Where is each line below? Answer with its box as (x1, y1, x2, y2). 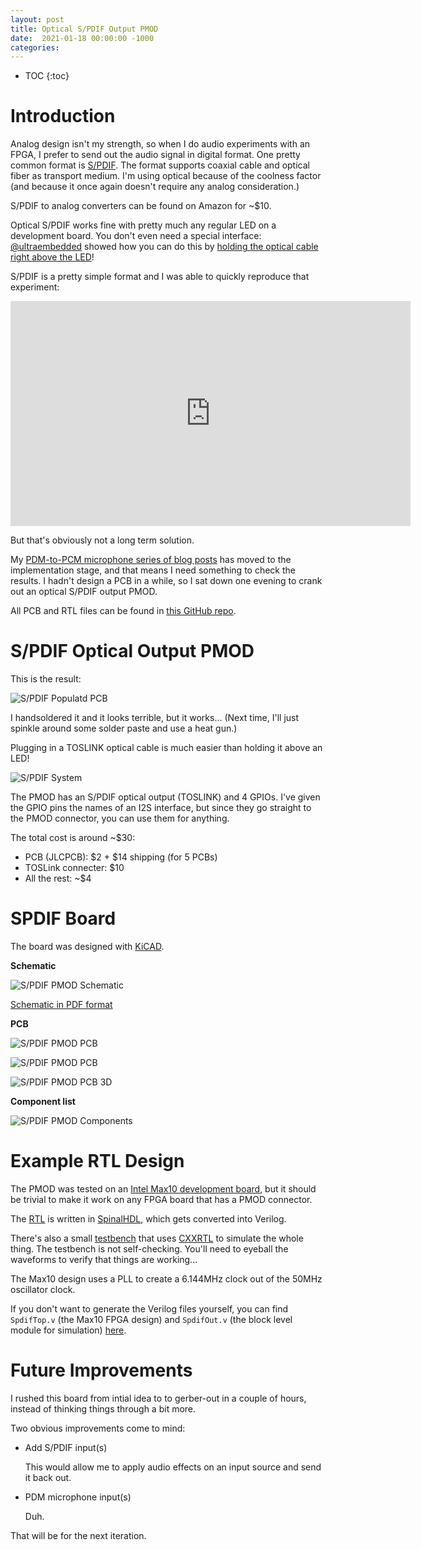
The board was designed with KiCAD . (10, 941, 165, 953)
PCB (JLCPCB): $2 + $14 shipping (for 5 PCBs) (24, 851, 218, 863)
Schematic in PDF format (10, 999, 113, 1011)
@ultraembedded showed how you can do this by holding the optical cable (10, 241, 319, 253)
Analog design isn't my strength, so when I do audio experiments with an (10, 138, 311, 150)
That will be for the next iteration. (10, 1529, 147, 1541)
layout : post (10, 14, 65, 25)
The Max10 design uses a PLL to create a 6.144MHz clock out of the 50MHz (10, 1273, 323, 1285)
